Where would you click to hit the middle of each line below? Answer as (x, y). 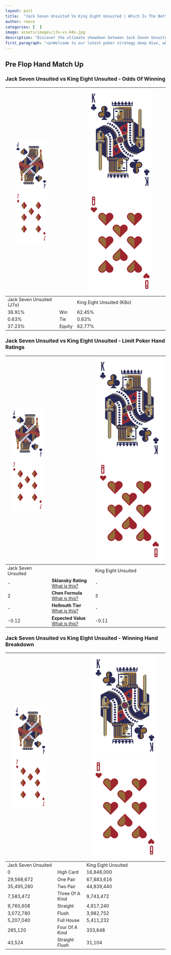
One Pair (66, 879)
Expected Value (69, 618)
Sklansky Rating (69, 580)
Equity (66, 326)
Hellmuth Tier (66, 605)
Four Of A (67, 927)
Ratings (15, 347)
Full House (68, 920)
